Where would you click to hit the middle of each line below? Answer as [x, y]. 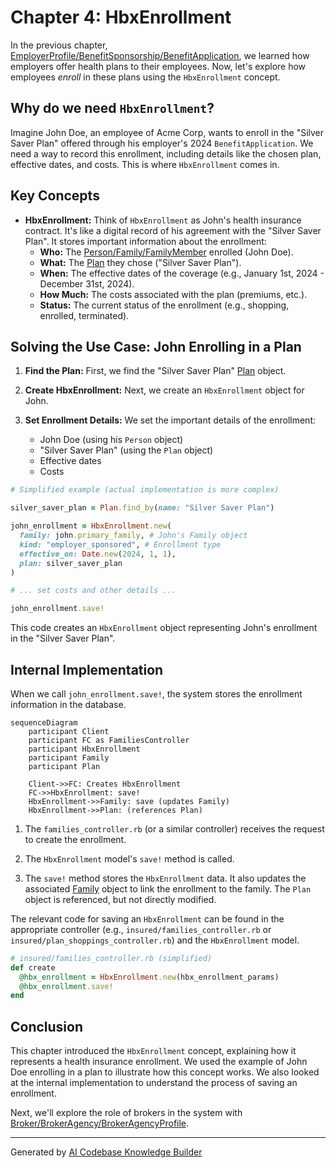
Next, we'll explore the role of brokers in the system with [126, 1113]
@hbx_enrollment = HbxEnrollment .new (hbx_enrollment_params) [149, 977]
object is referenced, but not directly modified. [120, 899]
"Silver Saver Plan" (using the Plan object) [126, 450]
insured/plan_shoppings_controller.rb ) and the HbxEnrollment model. [155, 940]
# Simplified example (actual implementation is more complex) [145, 490]
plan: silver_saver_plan [71, 563]
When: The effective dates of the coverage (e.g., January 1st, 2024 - [182, 273]
